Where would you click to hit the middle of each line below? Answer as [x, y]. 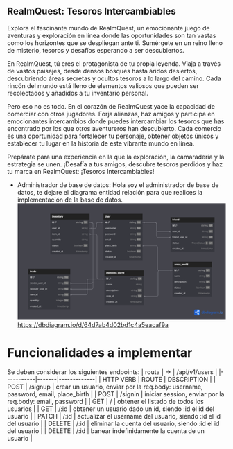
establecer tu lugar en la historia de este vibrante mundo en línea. [101, 143]
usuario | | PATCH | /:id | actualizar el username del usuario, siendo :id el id [114, 416]
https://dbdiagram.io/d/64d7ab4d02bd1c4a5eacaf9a [93, 324]
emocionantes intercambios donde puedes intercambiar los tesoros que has [116, 121]
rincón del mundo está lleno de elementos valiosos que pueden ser [103, 85]
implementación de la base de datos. [70, 200]
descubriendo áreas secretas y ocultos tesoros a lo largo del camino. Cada [114, 78]
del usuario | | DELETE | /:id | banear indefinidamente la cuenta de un [106, 431]
